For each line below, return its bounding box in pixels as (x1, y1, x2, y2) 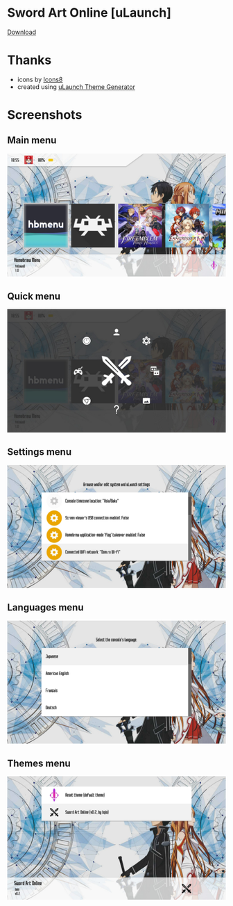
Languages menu (7, 601, 85, 613)
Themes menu (7, 757, 71, 769)
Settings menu (7, 446, 72, 458)
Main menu (7, 134, 57, 147)
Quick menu (7, 290, 61, 302)
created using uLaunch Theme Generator (17, 82, 135, 91)
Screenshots (7, 107, 83, 123)
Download (7, 28, 37, 36)
